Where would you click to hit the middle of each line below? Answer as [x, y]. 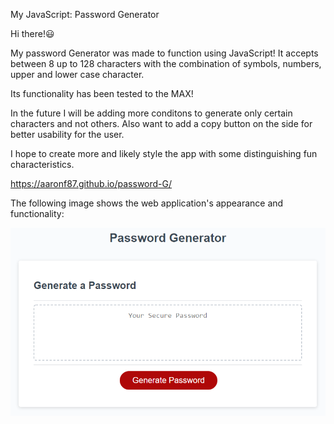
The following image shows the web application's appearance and [147, 203]
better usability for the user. [67, 134]
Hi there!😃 [32, 33]
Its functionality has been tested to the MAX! [102, 93]
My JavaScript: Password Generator [85, 14]
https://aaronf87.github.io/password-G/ [91, 183]
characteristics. [42, 164]
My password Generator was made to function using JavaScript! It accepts [164, 53]
